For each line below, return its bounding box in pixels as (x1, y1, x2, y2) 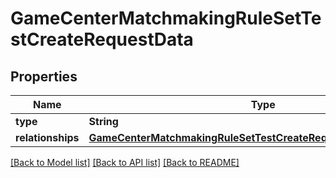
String (88, 115, 119, 128)
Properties (10, 68, 78, 85)
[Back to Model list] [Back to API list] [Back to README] (10, 157, 240, 168)
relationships (15, 131, 80, 144)
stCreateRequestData (10, 28, 194, 51)
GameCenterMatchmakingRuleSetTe (10, 7, 322, 30)
